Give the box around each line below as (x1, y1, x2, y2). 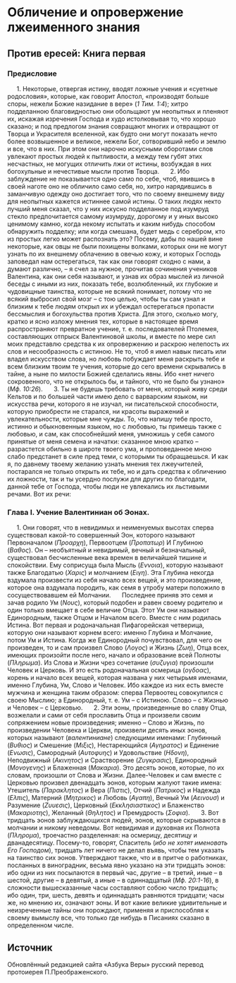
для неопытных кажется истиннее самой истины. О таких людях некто (7, 197, 222, 205)
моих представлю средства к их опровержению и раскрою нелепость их (7, 340, 230, 348)
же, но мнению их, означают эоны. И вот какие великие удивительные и (7, 898, 228, 907)
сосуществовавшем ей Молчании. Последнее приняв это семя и (7, 591, 213, 600)
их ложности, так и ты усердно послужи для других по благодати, (7, 475, 208, 483)
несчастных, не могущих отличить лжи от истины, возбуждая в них (7, 160, 212, 168)
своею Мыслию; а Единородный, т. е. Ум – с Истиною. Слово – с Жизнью (7, 696, 229, 705)
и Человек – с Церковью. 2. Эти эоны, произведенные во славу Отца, (7, 703, 228, 712)
